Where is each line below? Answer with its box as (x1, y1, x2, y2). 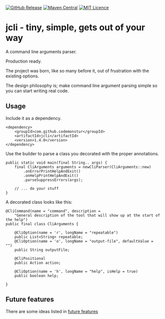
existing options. (5, 73, 39, 79)
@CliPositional (14, 256, 46, 261)
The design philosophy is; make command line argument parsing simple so (5, 82, 158, 88)
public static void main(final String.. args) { (5, 160, 107, 165)
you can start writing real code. (5, 88, 69, 94)
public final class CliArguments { (5, 221, 79, 226)
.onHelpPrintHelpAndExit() (23, 173, 79, 178)
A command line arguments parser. (5, 48, 77, 54)
